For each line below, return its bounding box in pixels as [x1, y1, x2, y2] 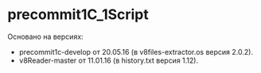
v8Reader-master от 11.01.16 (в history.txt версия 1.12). [18, 56, 199, 65]
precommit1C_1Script [7, 6, 149, 24]
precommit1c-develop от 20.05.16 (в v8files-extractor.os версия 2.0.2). [18, 47, 254, 56]
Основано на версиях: [7, 32, 84, 41]
